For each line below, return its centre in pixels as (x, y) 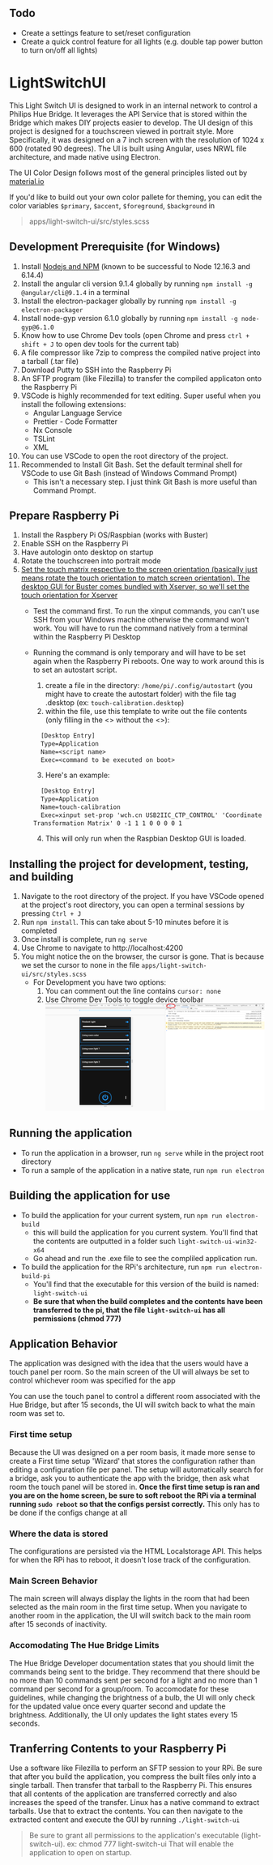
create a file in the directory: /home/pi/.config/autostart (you (149, 686)
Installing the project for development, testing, (129, 864)
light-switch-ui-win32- (218, 1242)
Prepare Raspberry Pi (64, 515)
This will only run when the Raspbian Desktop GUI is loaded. (145, 839)
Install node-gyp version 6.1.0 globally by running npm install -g (129, 318)
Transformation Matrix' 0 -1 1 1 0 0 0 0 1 (108, 823)
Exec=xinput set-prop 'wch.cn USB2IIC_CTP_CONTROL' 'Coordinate (151, 815)
